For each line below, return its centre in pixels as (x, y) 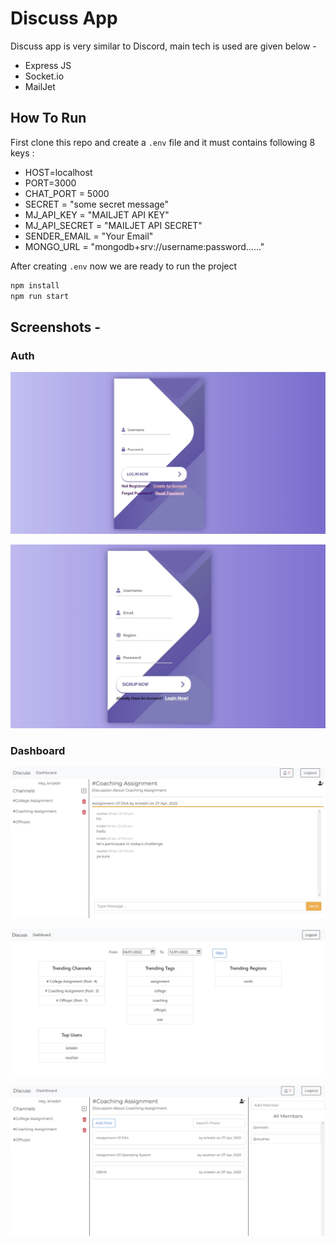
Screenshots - (56, 327)
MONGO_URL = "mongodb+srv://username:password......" (144, 246)
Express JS (48, 65)
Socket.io (44, 76)
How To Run (48, 118)
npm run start (40, 296)
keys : (22, 153)
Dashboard (38, 750)
